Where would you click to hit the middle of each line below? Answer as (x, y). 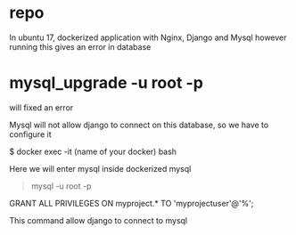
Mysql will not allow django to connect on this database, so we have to (139, 125)
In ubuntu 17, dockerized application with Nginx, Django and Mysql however (148, 37)
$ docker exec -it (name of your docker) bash (93, 151)
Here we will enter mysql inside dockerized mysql (100, 168)
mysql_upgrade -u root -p (106, 83)
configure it (30, 134)
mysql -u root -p (61, 186)
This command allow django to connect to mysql (99, 220)
